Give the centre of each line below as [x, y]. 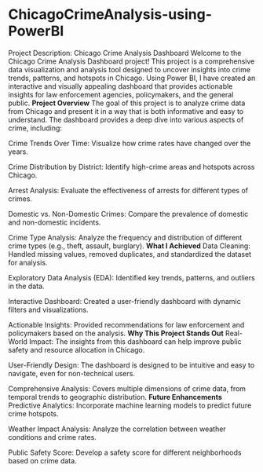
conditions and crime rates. [52, 437]
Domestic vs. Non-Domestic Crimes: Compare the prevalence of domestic [128, 214]
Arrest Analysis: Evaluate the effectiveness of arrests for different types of [128, 190]
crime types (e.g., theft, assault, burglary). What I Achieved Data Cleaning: [130, 246]
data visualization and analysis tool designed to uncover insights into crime [130, 69]
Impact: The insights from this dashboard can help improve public [135, 341]
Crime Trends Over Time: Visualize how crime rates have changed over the [130, 143]
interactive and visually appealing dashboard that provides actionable [121, 86]
